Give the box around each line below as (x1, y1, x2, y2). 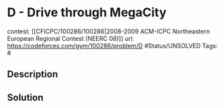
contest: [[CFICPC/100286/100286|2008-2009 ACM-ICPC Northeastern (7, 27, 210, 35)
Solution (7, 92, 44, 103)
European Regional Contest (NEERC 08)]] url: (7, 34, 135, 42)
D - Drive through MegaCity (7, 5, 167, 20)
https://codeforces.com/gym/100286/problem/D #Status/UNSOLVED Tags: (7, 41, 218, 50)
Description (7, 69, 58, 80)
